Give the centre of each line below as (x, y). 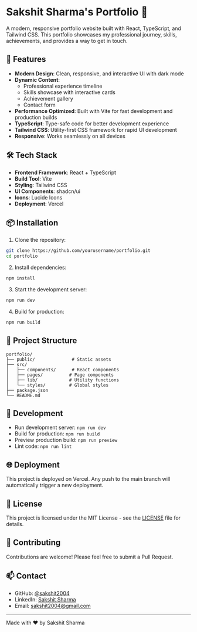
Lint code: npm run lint (43, 446)
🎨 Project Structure (42, 341)
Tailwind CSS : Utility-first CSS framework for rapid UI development (96, 129)
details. (15, 524)
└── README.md (23, 395)
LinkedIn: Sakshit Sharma (45, 599)
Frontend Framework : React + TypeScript (65, 172)
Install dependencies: (40, 268)
